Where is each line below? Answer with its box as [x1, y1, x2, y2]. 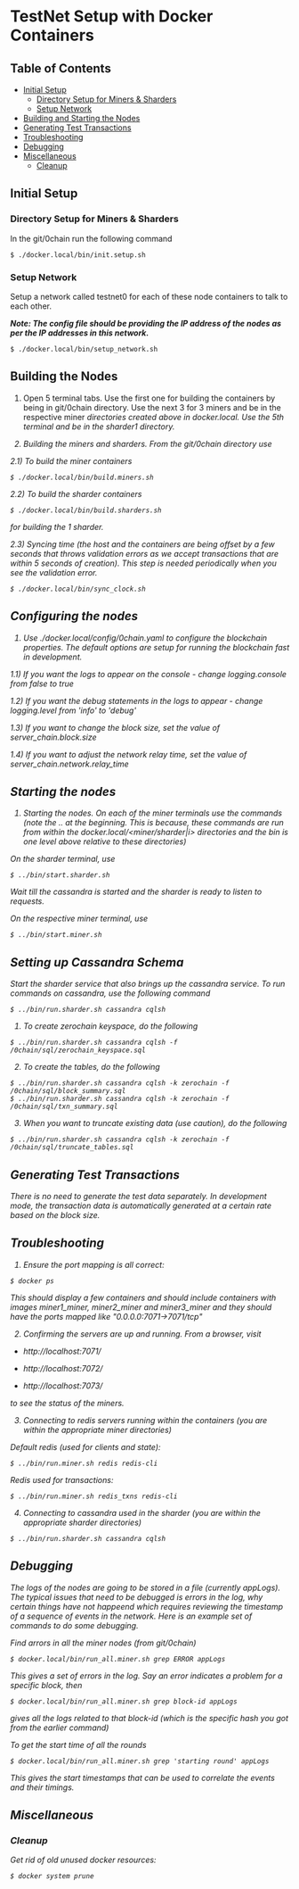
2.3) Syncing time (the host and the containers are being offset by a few [10, 538, 275, 550]
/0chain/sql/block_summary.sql [10, 1087, 126, 1096]
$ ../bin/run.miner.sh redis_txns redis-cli [10, 1492, 178, 1501]
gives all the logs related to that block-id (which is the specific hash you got [10, 1712, 288, 1723]
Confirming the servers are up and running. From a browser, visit [22, 1328, 262, 1339]
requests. [10, 896, 45, 907]
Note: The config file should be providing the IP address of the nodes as [10, 318, 282, 328]
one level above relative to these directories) [22, 836, 187, 847]
